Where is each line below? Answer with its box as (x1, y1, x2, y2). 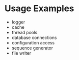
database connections (11, 35, 57, 40)
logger (11, 19, 26, 25)
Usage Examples (4, 3, 75, 14)
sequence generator (11, 45, 53, 51)
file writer (11, 50, 31, 56)
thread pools (11, 29, 38, 35)
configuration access (11, 40, 55, 45)
